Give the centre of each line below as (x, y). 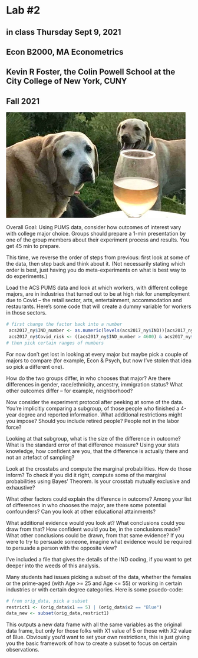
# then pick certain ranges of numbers (55, 343)
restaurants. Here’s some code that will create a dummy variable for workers (99, 306)
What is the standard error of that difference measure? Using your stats (93, 445)
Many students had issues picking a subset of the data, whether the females (99, 577)
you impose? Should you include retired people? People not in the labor (93, 421)
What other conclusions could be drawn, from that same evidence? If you (95, 535)
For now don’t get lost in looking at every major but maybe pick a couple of (97, 354)
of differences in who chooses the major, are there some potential (86, 505)
